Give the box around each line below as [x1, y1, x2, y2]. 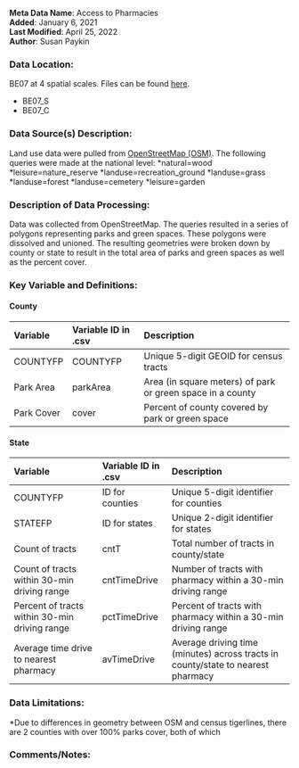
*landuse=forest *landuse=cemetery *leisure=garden [9, 176, 206, 186]
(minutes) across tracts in [172, 648, 279, 660]
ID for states [101, 517, 153, 530]
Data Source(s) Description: [9, 128, 133, 140]
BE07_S [21, 95, 49, 106]
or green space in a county [143, 387, 256, 400]
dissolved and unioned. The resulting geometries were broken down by [9, 237, 271, 248]
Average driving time [172, 637, 259, 649]
